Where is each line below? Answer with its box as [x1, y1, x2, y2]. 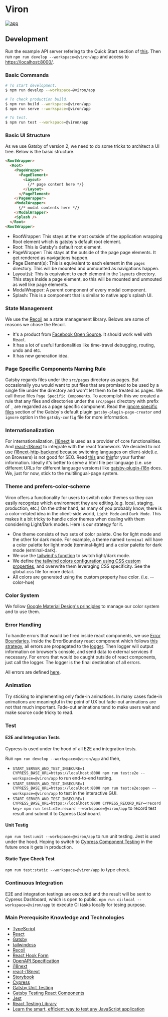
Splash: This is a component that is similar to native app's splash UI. [12, 292, 153, 298]
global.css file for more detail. [12, 568, 74, 574]
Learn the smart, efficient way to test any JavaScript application [12, 1006, 145, 1012]
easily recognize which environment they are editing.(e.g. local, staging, [5, 500, 154, 506]
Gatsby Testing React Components [12, 990, 85, 996]
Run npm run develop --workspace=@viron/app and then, [5, 755, 121, 761]
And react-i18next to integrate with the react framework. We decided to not [5, 444, 160, 450]
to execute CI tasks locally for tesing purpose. [51, 902, 146, 908]
